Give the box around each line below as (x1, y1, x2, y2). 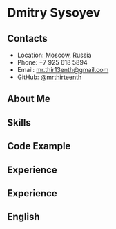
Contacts (7, 33, 48, 44)
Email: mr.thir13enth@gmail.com (17, 66, 109, 74)
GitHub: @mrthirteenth (17, 73, 82, 81)
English (7, 211, 40, 223)
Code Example (7, 140, 71, 152)
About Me (7, 93, 50, 105)
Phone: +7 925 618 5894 (17, 58, 88, 67)
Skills (7, 117, 31, 128)
